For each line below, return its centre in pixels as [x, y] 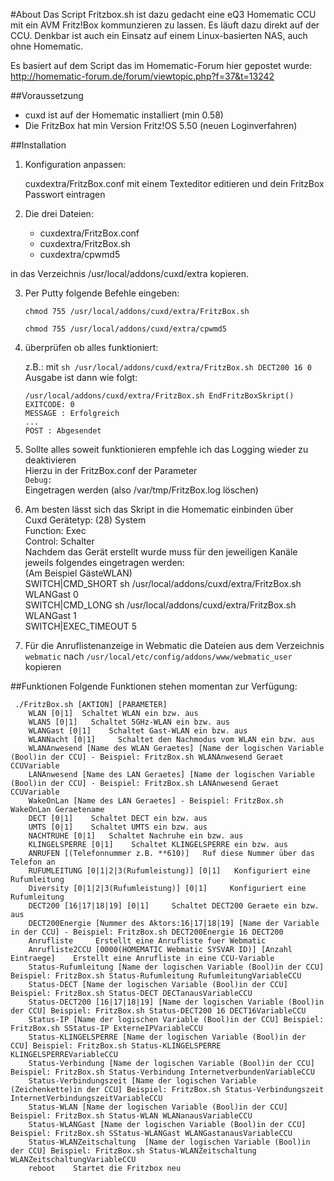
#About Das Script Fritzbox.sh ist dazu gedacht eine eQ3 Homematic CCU [163, 14]
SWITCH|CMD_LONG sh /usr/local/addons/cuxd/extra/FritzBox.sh [160, 605]
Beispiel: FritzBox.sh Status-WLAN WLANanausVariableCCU [131, 1116]
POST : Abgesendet [63, 431]
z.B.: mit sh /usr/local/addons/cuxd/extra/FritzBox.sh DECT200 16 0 [168, 367]
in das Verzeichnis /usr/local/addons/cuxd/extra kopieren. [129, 273]
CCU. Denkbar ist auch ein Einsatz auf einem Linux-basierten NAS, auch [159, 35]
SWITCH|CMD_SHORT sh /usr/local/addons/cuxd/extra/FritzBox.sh [163, 583]
